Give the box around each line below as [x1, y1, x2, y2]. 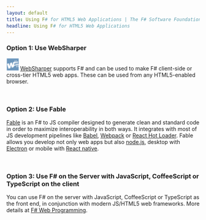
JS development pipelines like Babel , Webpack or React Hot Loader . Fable [6, 132, 194, 139]
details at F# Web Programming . [6, 207, 88, 214]
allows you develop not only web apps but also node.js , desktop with [6, 138, 181, 145]
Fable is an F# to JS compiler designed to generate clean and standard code [6, 118, 200, 126]
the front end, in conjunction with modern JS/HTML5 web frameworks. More [6, 200, 200, 208]
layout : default [6, 10, 48, 16]
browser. [6, 77, 29, 85]
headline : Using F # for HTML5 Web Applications [6, 23, 131, 29]
